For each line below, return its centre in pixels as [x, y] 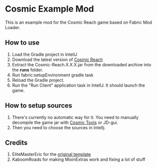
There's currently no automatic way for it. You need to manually [75, 117]
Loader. [13, 27]
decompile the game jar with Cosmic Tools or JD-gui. [65, 122]
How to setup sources [39, 106]
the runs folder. [28, 70]
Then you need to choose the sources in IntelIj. [59, 127]
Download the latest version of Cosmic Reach [57, 60]
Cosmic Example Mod [50, 9]
